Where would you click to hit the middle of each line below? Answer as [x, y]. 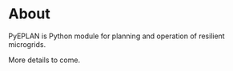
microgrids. [27, 44]
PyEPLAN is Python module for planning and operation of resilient [117, 36]
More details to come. [44, 60]
